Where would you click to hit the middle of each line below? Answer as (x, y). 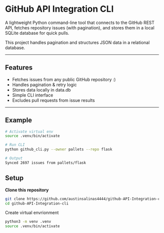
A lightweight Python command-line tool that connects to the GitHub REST (80, 23)
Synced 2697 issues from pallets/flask (46, 163)
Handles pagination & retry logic (44, 85)
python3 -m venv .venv (28, 222)
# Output (14, 158)
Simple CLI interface (33, 95)
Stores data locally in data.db (41, 90)
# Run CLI (15, 145)
